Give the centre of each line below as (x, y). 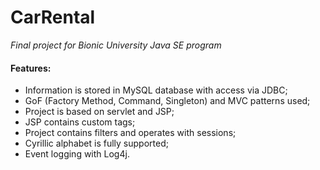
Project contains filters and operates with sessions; (130, 133)
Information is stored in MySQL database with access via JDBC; (156, 90)
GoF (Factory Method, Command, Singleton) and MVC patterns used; (167, 101)
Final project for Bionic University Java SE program (116, 45)
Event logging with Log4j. (77, 154)
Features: (31, 68)
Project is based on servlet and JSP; (99, 112)
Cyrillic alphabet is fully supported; (96, 143)
